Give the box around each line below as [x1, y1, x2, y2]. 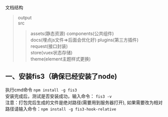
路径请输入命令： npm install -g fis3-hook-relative [5, 106, 117, 112]
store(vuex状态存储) [30, 50, 73, 55]
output [17, 15, 32, 20]
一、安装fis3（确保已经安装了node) [5, 72, 117, 81]
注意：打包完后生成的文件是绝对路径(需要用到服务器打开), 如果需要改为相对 [5, 99, 163, 105]
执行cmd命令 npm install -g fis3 [5, 86, 77, 93]
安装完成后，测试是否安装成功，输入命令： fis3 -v [5, 93, 112, 99]
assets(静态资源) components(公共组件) [30, 31, 114, 37]
